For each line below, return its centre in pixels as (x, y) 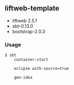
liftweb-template (32, 8)
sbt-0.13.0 (23, 26)
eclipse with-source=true (42, 69)
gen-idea (23, 78)
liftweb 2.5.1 (24, 20)
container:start (31, 60)
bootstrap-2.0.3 (29, 31)
